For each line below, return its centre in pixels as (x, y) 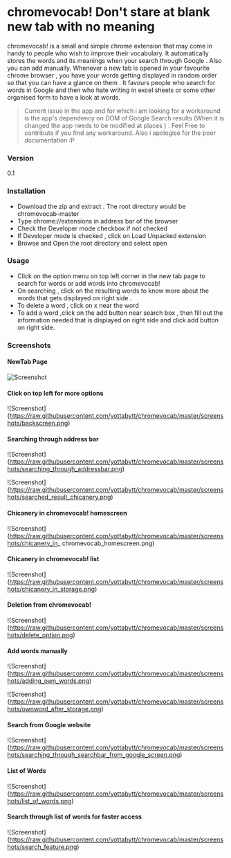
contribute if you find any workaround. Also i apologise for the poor (120, 133)
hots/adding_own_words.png (48, 681)
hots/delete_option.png (40, 635)
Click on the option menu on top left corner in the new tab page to (111, 276)
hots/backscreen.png (38, 423)
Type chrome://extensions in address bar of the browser (98, 221)
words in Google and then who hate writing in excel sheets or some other (111, 90)
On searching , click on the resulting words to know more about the (113, 291)
